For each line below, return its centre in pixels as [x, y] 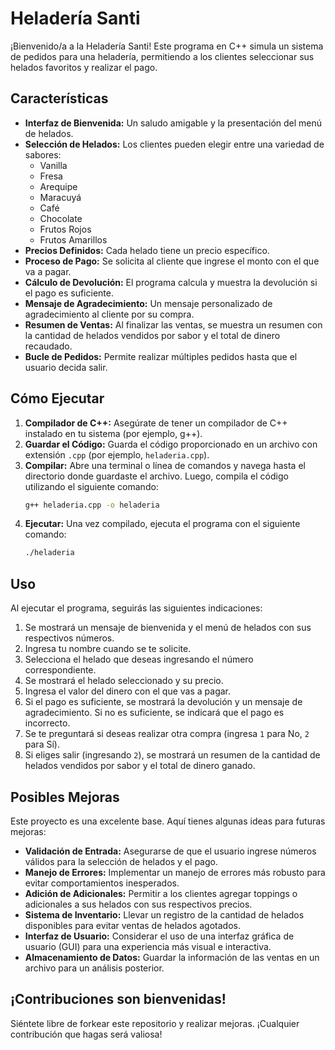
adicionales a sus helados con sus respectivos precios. [138, 904]
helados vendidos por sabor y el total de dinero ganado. [140, 766]
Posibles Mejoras [65, 797]
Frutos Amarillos [73, 239]
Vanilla [53, 165]
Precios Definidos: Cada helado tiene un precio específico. [147, 250]
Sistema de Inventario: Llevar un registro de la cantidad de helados [164, 914]
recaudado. [48, 346]
